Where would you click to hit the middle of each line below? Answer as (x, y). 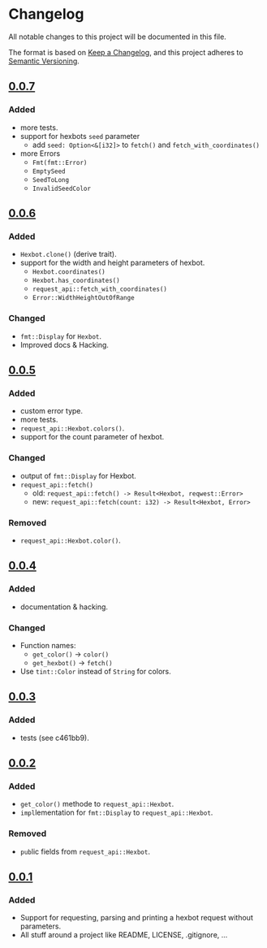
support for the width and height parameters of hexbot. (112, 263)
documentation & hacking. (64, 607)
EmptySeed (49, 171)
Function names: (48, 645)
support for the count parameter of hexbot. (92, 437)
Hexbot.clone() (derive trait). (68, 254)
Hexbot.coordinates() (69, 272)
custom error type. (52, 411)
